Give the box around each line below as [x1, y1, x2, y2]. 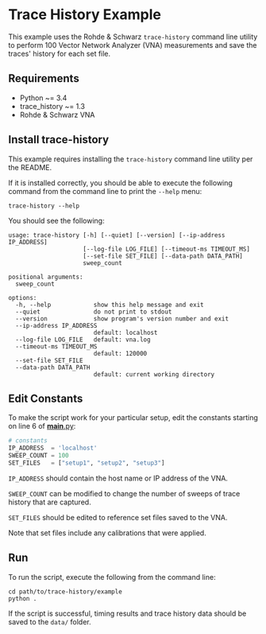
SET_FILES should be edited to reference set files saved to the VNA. [8, 512, 228, 522]
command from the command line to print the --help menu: [8, 186, 202, 196]
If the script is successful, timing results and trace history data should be [8, 609, 247, 618]
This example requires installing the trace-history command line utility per [8, 154, 253, 164]
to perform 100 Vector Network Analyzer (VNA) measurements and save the [8, 40, 257, 49]
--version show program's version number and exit [15, 314, 229, 323]
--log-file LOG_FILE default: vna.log [15, 336, 151, 344]
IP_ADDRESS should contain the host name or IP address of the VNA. [8, 473, 229, 483]
